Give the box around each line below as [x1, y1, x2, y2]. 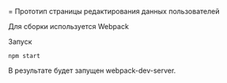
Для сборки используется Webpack [8, 22, 129, 31]
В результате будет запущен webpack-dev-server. [8, 66, 176, 75]
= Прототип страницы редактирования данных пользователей [8, 7, 220, 16]
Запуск [8, 37, 32, 46]
